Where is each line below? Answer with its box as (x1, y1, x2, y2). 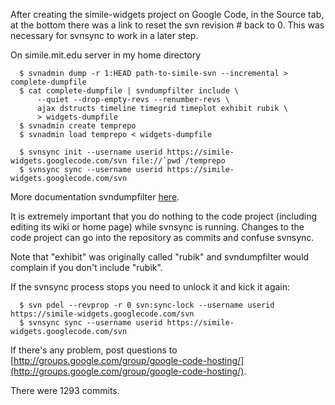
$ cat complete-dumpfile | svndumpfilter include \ (19, 86, 240, 96)
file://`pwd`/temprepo (131, 156, 226, 166)
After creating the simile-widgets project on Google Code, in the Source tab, (10, 9, 325, 20)
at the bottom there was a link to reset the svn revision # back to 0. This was (10, 19, 325, 31)
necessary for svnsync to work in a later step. (10, 30, 199, 41)
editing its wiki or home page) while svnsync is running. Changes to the (10, 221, 305, 233)
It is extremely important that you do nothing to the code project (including (10, 210, 318, 222)
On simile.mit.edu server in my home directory (10, 49, 202, 61)
